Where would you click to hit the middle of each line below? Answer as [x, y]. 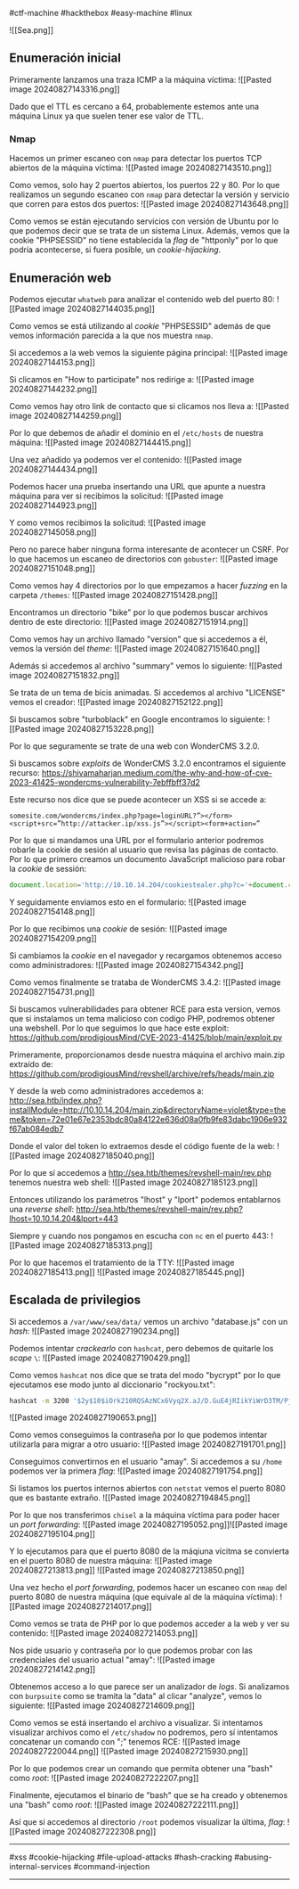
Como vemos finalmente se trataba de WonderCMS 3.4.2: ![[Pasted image [145, 982]
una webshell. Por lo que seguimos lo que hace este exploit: [119, 1028]
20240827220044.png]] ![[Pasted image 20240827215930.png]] [129, 1752]
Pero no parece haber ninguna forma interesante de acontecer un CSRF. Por [149, 549]
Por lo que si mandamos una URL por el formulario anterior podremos [137, 840]
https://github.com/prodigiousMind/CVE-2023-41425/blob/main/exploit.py [146, 1037]
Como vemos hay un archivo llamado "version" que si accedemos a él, [139, 639]
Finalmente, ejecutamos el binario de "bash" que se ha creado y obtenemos [149, 1795]
